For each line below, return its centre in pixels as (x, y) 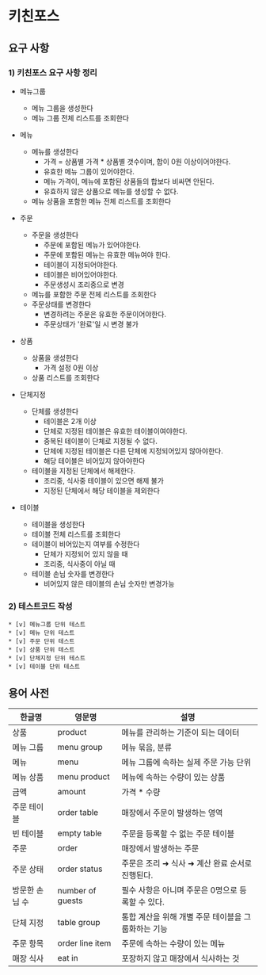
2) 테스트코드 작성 (40, 606)
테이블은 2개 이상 (70, 421)
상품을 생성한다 (55, 357)
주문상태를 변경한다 (61, 304)
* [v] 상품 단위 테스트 (42, 650)
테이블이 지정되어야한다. (81, 264)
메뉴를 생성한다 (55, 151)
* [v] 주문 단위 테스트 (42, 642)
